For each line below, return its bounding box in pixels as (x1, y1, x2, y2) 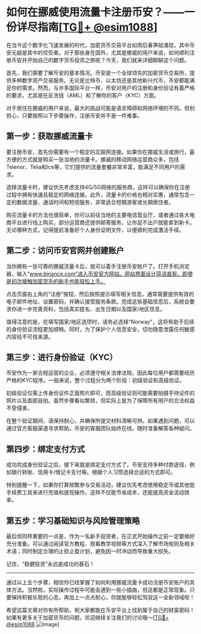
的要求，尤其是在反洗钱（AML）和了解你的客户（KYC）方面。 (6, 91, 160, 99)
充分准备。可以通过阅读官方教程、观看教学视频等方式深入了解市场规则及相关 (6, 540, 195, 547)
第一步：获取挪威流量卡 (6, 131, 93, 142)
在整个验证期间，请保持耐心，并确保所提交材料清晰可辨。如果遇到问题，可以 (6, 417, 195, 425)
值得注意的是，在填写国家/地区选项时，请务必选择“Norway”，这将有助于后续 (6, 318, 194, 325)
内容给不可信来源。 (6, 333, 54, 340)
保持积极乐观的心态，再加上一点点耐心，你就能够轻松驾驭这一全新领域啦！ (11, 594, 195, 600)
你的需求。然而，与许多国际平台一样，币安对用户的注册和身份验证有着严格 (11, 84, 195, 91)
